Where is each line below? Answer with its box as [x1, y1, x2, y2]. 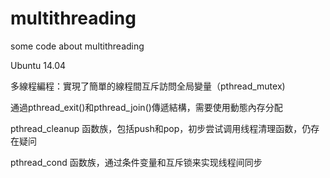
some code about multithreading [10, 40, 145, 52]
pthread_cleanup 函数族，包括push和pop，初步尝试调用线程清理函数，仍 [10, 122, 312, 134]
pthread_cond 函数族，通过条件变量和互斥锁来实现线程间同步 [10, 156, 263, 168]
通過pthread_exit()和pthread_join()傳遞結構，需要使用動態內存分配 [10, 101, 283, 113]
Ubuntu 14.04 [10, 59, 67, 71]
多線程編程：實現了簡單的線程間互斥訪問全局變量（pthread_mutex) [10, 80, 286, 92]
